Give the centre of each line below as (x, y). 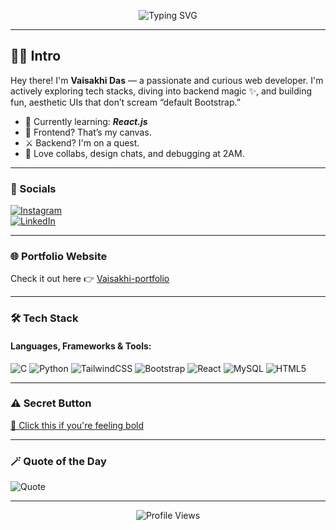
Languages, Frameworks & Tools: (81, 346)
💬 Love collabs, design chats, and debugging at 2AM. (134, 153)
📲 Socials (33, 188)
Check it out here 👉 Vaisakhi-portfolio (90, 279)
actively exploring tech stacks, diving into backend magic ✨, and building (161, 91)
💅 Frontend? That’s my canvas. (88, 132)
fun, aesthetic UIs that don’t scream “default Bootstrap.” (125, 102)
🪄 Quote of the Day (58, 461)
